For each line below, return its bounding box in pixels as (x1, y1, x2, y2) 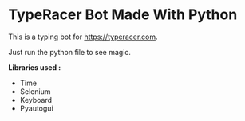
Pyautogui (19, 103, 53, 113)
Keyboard (19, 95, 53, 104)
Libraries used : (8, 62, 61, 72)
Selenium (19, 86, 51, 96)
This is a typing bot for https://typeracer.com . (8, 32, 158, 41)
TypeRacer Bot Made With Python (8, 6, 238, 24)
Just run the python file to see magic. (8, 47, 132, 57)
